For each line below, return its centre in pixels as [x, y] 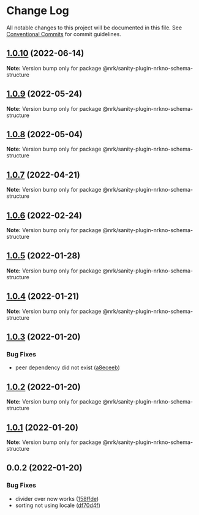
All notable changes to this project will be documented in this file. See [94, 28]
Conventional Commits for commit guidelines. [64, 34]
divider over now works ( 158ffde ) [57, 498]
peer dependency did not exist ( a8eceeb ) [68, 367]
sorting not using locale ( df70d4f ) [58, 505]
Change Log [38, 11]
